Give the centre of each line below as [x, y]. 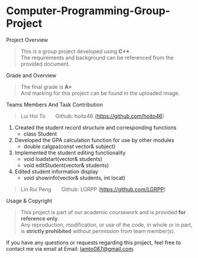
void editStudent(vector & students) [66, 165]
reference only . [40, 218]
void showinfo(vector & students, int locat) [74, 178]
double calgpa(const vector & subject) [69, 146]
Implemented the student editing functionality [70, 153]
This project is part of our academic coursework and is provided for [103, 212]
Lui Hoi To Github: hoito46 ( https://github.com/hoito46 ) [92, 116]
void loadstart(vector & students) [63, 159]
